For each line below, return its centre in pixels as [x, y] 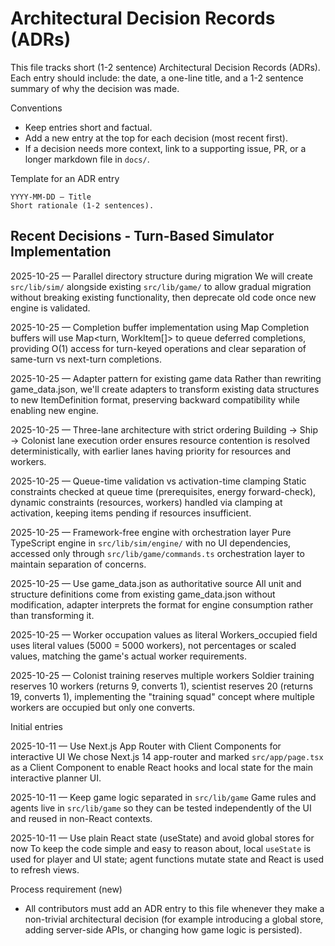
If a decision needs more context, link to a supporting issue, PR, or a [165, 148]
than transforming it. [52, 615]
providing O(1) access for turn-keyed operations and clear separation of [158, 348]
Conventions [36, 108]
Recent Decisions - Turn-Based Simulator [142, 236]
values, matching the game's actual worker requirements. [128, 656]
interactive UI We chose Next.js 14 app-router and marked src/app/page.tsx [167, 756]
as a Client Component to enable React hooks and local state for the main [162, 767]
